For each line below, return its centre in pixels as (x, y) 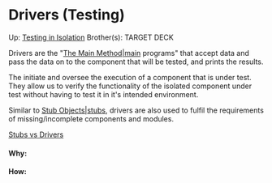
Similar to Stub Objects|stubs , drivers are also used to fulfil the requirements (136, 110)
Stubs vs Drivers (36, 134)
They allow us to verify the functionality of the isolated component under (130, 86)
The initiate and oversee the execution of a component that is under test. (130, 77)
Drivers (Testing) (67, 15)
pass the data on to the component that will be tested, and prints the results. (136, 62)
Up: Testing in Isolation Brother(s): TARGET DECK (91, 37)
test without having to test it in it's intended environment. (104, 94)
